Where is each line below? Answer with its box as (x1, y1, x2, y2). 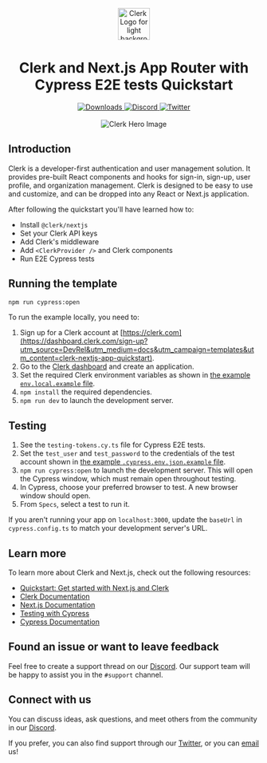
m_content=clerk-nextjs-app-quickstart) (19, 354, 153, 363)
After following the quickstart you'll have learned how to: (8, 204, 194, 214)
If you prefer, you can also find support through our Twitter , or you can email (8, 738, 260, 748)
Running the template (8, 277, 118, 291)
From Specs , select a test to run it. (19, 500, 130, 509)
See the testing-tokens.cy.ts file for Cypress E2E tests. (19, 440, 206, 450)
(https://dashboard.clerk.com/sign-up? (19, 336, 148, 346)
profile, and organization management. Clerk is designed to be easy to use (8, 180, 253, 190)
